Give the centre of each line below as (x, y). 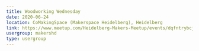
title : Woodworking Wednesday (44, 11)
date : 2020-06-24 (28, 17)
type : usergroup (26, 39)
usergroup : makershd (32, 33)
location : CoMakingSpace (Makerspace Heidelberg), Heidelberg (84, 22)
